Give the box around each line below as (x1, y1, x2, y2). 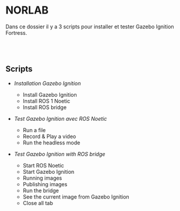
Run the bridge (22, 187, 59, 194)
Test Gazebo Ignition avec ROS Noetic (14, 115, 107, 122)
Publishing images (22, 180, 68, 187)
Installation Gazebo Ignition (14, 80, 81, 87)
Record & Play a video (22, 133, 76, 140)
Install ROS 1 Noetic (22, 97, 71, 104)
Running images (22, 174, 62, 182)
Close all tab (22, 199, 54, 206)
